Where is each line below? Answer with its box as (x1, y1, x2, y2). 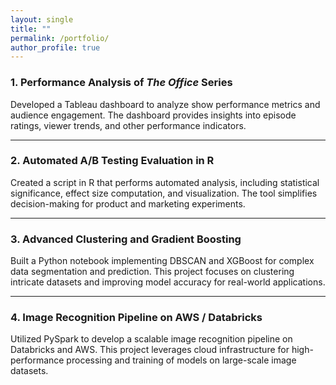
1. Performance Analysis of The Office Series (10, 76, 233, 90)
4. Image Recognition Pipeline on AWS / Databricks (10, 311, 263, 325)
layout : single (10, 14, 74, 25)
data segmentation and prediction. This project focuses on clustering (10, 266, 295, 278)
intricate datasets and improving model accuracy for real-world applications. (10, 276, 326, 288)
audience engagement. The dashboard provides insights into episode (10, 109, 297, 121)
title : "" (10, 24, 52, 34)
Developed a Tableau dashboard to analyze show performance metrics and (10, 98, 321, 110)
